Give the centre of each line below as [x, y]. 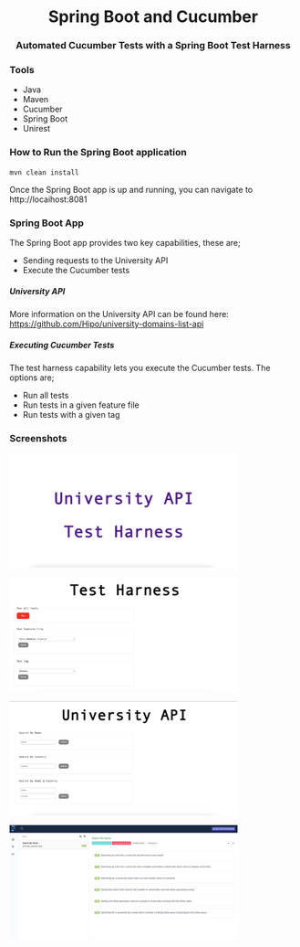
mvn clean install [44, 172]
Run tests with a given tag [71, 414]
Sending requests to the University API [95, 261]
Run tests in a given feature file [81, 405]
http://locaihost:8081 [48, 199]
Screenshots [38, 438]
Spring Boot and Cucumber [153, 17]
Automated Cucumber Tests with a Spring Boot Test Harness [153, 46]
